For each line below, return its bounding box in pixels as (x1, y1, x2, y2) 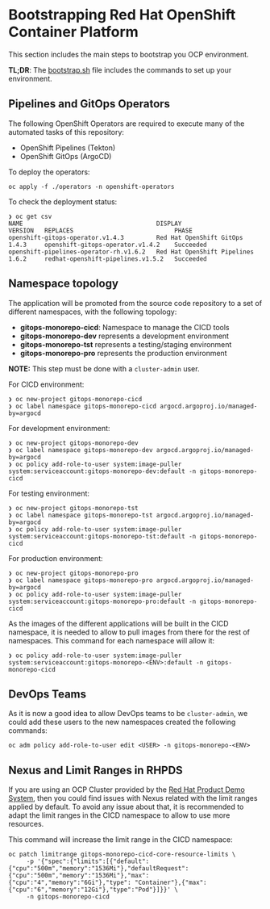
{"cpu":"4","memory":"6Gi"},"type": (8, 878, 131, 887)
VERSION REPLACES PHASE (8, 226, 193, 235)
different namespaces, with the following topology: (8, 307, 177, 316)
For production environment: (8, 553, 103, 563)
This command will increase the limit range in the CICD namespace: (8, 835, 234, 844)
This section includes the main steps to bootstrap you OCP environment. (8, 49, 249, 59)
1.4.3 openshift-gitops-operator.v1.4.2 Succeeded (8, 241, 207, 249)
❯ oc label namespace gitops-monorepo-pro (8, 576, 153, 584)
